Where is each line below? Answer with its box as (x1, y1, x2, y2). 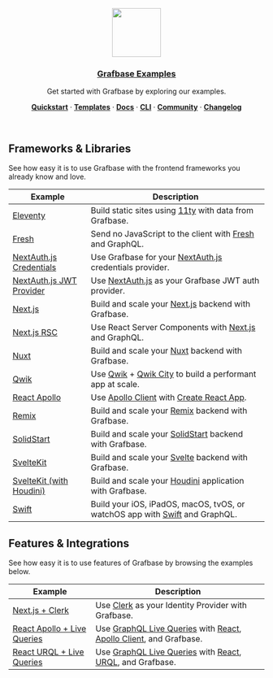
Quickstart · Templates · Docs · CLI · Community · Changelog (31, 102, 242, 112)
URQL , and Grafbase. (95, 656, 176, 667)
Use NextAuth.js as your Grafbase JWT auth (90, 275, 260, 286)
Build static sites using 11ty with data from (90, 205, 254, 216)
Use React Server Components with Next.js (90, 322, 256, 333)
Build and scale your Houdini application (90, 476, 245, 487)
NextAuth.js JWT (12, 275, 77, 286)
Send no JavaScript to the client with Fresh (90, 228, 254, 240)
